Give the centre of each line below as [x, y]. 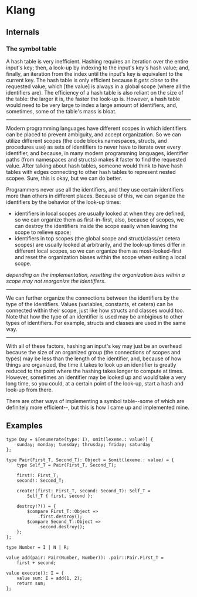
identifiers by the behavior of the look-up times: [64, 202]
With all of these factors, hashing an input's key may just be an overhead [94, 346]
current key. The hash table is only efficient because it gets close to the [92, 80]
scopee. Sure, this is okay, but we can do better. [64, 178]
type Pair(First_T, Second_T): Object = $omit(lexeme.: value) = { [90, 460]
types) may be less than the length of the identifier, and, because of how [94, 358]
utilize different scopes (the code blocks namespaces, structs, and [86, 140]
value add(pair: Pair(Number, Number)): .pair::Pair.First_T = [85, 558]
